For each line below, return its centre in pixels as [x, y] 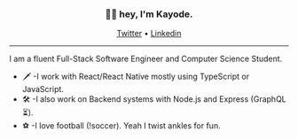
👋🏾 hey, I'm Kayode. [149, 14]
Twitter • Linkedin [149, 34]
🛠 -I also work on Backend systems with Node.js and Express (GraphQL [154, 99]
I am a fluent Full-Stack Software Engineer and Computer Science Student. [146, 59]
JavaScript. [43, 89]
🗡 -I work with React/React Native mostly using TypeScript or [136, 77]
